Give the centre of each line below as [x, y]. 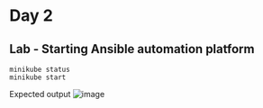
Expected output [40, 94]
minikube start [38, 77]
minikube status [40, 69]
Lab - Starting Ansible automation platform [132, 49]
